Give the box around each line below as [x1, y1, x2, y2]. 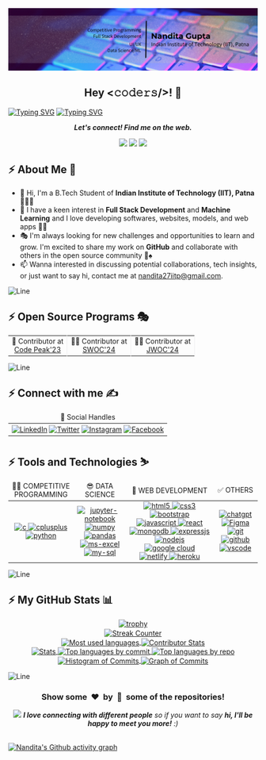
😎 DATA [86, 482, 114, 491]
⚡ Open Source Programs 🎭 [8, 310, 150, 324]
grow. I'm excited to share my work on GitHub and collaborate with [19, 242, 238, 251]
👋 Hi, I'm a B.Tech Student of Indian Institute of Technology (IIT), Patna [19, 188, 255, 198]
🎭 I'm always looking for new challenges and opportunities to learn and [19, 230, 255, 240]
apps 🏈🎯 [19, 221, 47, 231]
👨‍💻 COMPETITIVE [11, 482, 70, 491]
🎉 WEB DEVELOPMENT [131, 486, 208, 495]
